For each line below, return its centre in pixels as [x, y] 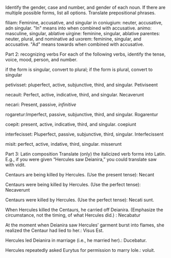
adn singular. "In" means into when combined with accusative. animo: [79, 28]
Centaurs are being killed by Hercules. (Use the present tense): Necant [80, 175]
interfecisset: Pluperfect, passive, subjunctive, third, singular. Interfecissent [84, 134]
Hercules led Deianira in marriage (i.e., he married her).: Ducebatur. [76, 240]
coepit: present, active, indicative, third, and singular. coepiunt [71, 124]
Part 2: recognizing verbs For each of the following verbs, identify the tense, [86, 54]
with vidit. [16, 165]
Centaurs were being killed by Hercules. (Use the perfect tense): [73, 185]
